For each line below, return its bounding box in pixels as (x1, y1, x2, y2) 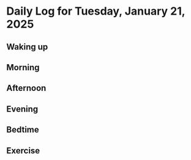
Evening (6, 104, 39, 114)
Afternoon (6, 83, 47, 93)
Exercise (6, 145, 40, 156)
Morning (6, 62, 40, 73)
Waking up (6, 42, 48, 52)
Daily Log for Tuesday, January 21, (6, 4, 185, 18)
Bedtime (6, 125, 40, 135)
